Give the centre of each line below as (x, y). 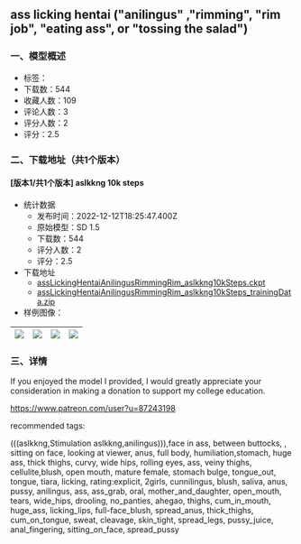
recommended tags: (48, 426)
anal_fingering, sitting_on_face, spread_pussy (95, 530)
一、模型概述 (38, 56)
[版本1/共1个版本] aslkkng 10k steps (78, 183)
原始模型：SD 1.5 (68, 227)
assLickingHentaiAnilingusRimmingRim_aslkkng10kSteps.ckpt (151, 282)
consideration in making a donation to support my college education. (138, 391)
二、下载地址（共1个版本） (68, 160)
